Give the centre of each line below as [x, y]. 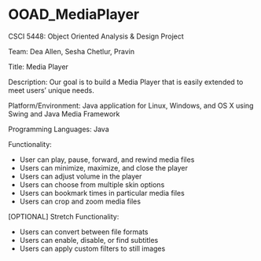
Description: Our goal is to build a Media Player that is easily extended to [126, 82]
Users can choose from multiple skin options [92, 184]
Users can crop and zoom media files [80, 201]
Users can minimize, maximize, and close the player [104, 167]
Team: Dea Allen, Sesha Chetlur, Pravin [72, 51]
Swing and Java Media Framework [64, 114]
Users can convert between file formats [84, 232]
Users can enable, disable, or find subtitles [89, 240]
